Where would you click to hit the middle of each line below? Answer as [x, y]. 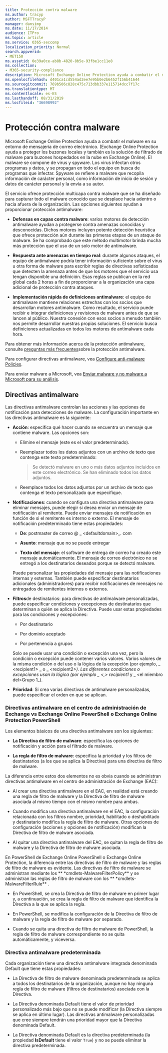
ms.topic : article [24, 38]
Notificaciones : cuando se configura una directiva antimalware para [83, 502]
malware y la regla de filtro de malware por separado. [67, 919]
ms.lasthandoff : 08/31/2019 [34, 98]
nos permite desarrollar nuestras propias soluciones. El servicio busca [85, 323]
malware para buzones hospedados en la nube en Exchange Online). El [78, 157]
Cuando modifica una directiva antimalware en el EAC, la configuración [85, 811]
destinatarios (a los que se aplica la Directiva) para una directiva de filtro [87, 761]
